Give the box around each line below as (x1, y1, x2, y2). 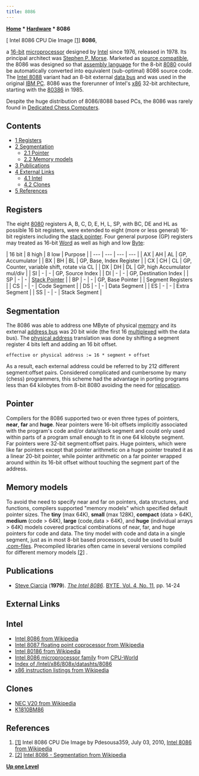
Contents (6, 121, 42, 131)
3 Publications (14, 162, 50, 169)
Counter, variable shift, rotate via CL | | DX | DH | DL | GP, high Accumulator (6, 263, 191, 271)
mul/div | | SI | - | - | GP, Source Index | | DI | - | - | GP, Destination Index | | (6, 270, 189, 277)
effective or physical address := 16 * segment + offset (6, 352, 150, 359)
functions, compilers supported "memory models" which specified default (6, 504, 188, 511)
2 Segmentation (14, 143, 54, 150)
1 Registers (14, 137, 42, 144)
